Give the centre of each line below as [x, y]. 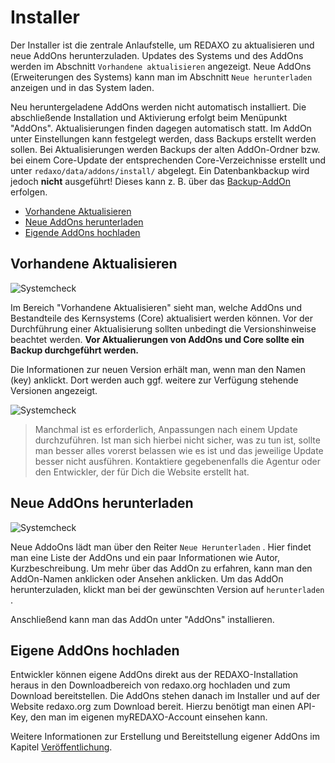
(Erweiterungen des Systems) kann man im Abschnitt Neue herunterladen [161, 77]
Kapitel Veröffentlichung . [61, 747]
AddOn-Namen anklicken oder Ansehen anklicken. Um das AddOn [147, 578]
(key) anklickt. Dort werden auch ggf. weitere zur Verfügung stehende [154, 380]
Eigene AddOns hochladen [95, 650]
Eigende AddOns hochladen [82, 232]
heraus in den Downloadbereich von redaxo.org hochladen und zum [150, 685]
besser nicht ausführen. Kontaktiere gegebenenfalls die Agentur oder [177, 461]
